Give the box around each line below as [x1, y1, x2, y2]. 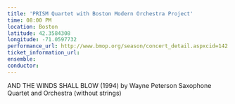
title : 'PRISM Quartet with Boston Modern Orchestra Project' [7, 10, 193, 17]
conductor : [7, 62, 39, 69]
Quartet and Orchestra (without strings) [7, 89, 122, 97]
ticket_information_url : [7, 50, 80, 57]
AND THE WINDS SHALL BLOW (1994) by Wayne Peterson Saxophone [7, 81, 212, 89]
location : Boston [7, 23, 58, 30]
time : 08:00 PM [7, 17, 52, 24]
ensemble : [7, 56, 37, 63]
